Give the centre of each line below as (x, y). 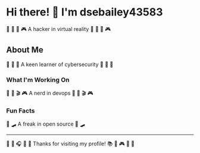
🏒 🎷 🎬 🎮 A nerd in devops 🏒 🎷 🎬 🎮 (50, 93)
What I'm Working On (38, 80)
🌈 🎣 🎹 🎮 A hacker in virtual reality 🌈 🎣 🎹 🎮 (59, 29)
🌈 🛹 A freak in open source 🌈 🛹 (46, 124)
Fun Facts (21, 111)
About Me (25, 50)
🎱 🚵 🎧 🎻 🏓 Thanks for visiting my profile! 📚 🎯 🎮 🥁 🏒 (71, 144)
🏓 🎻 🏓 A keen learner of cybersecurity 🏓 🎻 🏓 (60, 64)
